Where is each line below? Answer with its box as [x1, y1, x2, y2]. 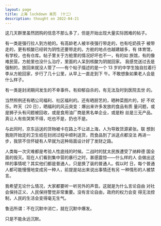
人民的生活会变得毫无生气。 [13, 195, 69, 201]
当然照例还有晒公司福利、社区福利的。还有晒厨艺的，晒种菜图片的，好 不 [5, 98, 151, 104]
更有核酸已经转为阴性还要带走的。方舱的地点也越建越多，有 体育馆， [17, 47, 155, 52]
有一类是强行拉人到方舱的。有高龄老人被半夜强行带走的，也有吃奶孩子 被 [5, 40, 151, 46]
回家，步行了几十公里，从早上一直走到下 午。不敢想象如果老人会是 [21, 71, 155, 77]
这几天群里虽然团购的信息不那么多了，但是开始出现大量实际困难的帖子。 [5, 30, 149, 36]
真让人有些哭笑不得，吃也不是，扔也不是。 [5, 116, 90, 122]
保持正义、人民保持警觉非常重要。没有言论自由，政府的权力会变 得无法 [9, 189, 151, 195]
